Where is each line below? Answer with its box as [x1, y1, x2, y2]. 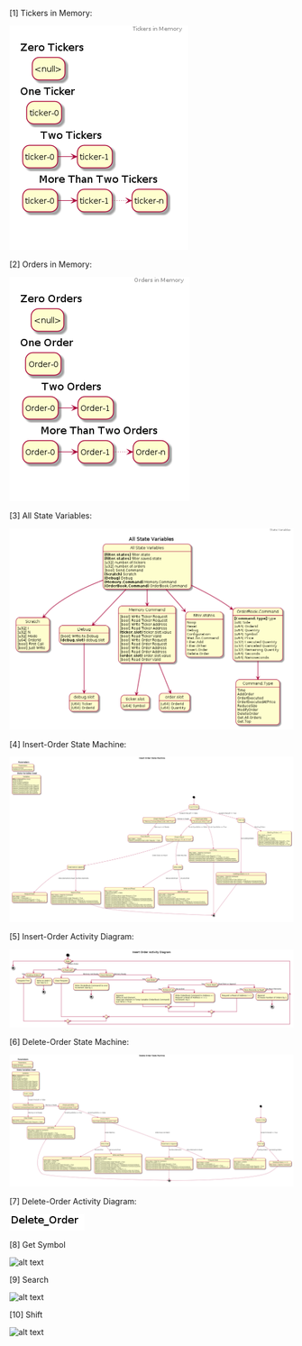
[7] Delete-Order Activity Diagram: [9, 1195, 137, 1206]
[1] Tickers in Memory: [9, 8, 93, 18]
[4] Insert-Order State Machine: [9, 738, 127, 749]
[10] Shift [9, 1309, 43, 1320]
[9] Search [9, 1274, 50, 1285]
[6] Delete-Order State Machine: [9, 1036, 130, 1047]
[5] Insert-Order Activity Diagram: [9, 930, 134, 941]
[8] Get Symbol [9, 1239, 66, 1250]
